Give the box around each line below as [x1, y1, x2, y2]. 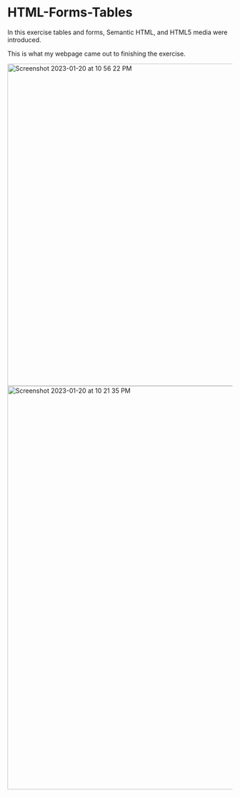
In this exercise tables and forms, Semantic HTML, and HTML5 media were [7, 28, 228, 36]
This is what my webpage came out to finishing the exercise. [7, 49, 186, 58]
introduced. [7, 35, 41, 44]
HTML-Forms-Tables [7, 4, 133, 21]
